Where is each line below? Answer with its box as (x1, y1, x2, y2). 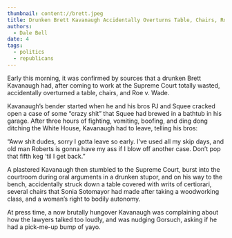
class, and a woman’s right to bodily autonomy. (7, 195, 141, 203)
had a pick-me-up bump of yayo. (7, 222, 101, 231)
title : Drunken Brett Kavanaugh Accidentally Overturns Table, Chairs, (7, 17, 217, 23)
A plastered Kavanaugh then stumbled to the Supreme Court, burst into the (7, 165, 220, 173)
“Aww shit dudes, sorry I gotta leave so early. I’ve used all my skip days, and (7, 137, 224, 146)
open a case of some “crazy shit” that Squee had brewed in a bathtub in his (7, 109, 222, 117)
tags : (7, 42, 23, 49)
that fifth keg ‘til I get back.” (7, 152, 86, 160)
